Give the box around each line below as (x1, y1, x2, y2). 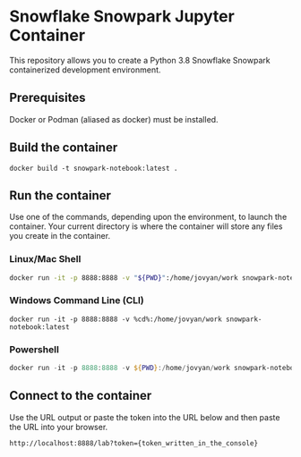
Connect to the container (9, 388, 152, 403)
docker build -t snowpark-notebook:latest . (9, 164, 178, 173)
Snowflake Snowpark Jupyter (9, 6, 235, 27)
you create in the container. (9, 231, 110, 241)
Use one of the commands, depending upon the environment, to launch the (9, 212, 288, 223)
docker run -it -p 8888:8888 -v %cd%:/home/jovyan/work (9, 315, 222, 324)
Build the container (9, 140, 118, 156)
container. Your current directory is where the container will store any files (9, 221, 283, 232)
